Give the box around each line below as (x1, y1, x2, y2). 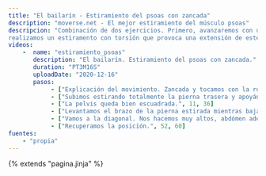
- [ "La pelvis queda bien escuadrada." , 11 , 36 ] (50, 100, 215, 108)
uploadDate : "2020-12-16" (32, 71, 119, 78)
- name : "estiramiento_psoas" (22, 48, 126, 56)
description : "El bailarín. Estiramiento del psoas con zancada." (32, 56, 257, 64)
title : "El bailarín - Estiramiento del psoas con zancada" (8, 11, 211, 20)
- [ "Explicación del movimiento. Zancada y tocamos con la (50, 85, 249, 94)
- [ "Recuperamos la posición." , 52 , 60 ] (50, 122, 186, 130)
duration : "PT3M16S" (32, 63, 101, 71)
